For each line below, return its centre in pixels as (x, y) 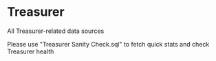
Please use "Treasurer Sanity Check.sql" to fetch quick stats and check (108, 44)
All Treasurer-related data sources (56, 31)
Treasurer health (31, 51)
